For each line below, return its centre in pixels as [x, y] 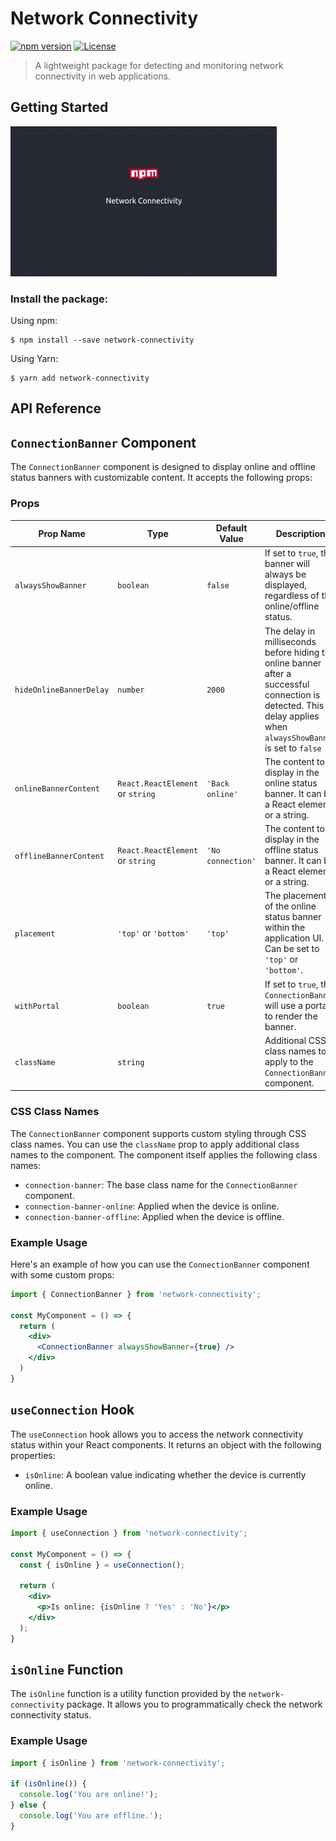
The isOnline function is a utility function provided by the [128, 1694]
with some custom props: [62, 1274]
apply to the [289, 1061]
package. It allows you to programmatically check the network [194, 1704]
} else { [28, 1805]
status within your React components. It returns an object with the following [166, 1444]
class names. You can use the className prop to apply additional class [155, 1144]
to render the [291, 1016]
